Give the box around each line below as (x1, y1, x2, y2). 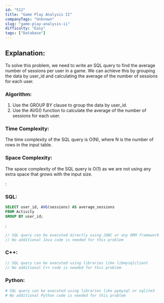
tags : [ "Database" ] (5, 30, 46, 35)
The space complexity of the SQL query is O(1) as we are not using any (5, 165, 151, 171)
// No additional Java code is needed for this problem (5, 237, 124, 242)
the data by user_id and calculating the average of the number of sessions (5, 73, 158, 79)
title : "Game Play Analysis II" (5, 12, 72, 17)
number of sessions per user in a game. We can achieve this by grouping (5, 67, 156, 73)
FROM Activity (5, 209, 35, 214)
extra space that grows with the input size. (5, 171, 93, 177)
